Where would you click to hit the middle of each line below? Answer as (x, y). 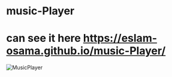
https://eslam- (120, 38)
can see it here (43, 38)
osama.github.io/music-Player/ (86, 51)
